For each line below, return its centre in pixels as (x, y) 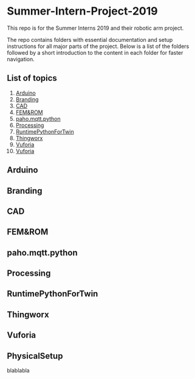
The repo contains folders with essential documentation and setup (90, 39)
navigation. (21, 59)
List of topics (32, 78)
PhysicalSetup (35, 356)
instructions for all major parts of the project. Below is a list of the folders (98, 46)
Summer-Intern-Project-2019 (82, 11)
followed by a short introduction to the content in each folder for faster (95, 52)
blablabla (18, 370)
